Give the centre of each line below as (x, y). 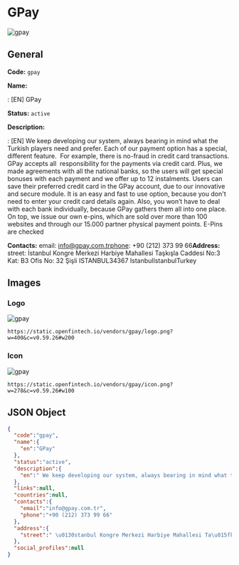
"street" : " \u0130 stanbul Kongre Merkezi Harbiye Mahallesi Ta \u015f (126, 535)
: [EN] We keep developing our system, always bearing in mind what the (113, 140)
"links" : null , (34, 489)
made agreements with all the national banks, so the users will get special (115, 171)
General (26, 55)
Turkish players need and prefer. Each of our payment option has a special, (117, 148)
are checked (26, 232)
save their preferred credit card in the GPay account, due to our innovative (116, 186)
